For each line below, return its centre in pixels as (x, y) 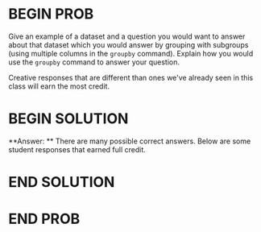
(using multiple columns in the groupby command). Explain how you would (131, 53)
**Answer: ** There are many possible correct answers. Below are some (130, 141)
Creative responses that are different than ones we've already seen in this (131, 77)
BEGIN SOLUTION (68, 119)
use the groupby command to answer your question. (94, 62)
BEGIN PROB (51, 14)
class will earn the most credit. (59, 86)
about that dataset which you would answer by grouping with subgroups (128, 44)
